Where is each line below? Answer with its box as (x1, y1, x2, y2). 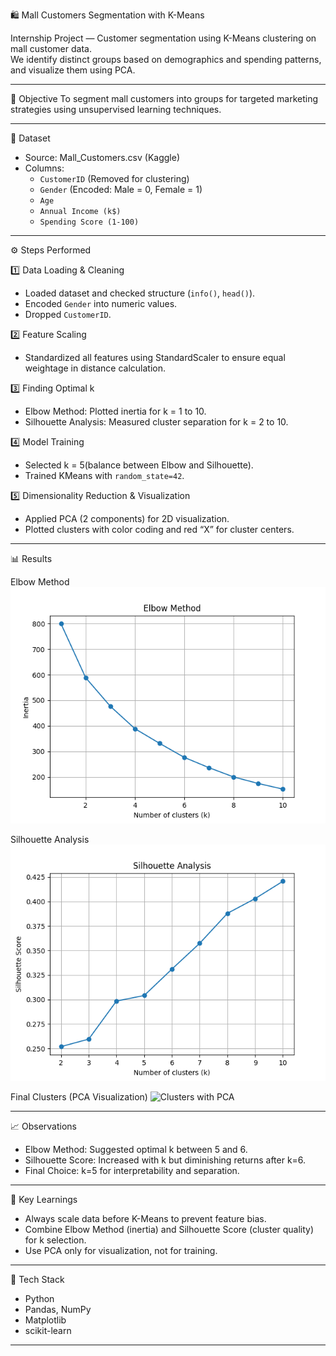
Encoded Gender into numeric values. (24, 298, 178, 309)
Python (24, 1293, 55, 1304)
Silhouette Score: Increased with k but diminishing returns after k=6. (24, 1154, 307, 1166)
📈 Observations (10, 1120, 77, 1132)
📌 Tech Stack (10, 1274, 65, 1285)
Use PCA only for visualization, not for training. (24, 1245, 218, 1256)
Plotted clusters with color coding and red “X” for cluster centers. (24, 524, 295, 535)
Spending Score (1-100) (39, 217, 140, 227)
